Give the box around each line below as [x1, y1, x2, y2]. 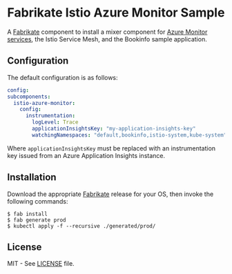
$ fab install [7, 211, 48, 217]
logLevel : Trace [32, 119, 79, 126]
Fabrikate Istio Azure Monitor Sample [7, 5, 225, 21]
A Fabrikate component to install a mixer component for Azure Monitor [7, 28, 208, 36]
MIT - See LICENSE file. [7, 260, 75, 268]
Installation [7, 171, 57, 184]
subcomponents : [7, 93, 51, 100]
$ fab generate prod [7, 216, 67, 224]
